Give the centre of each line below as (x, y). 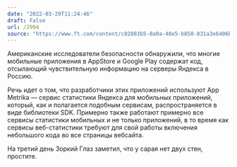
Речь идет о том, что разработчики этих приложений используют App (114, 90)
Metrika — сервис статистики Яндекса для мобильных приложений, (110, 98)
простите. (22, 156)
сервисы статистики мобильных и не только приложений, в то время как (118, 120)
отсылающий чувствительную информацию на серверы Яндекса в (108, 69)
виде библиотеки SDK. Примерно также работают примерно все (105, 113)
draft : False (26, 21)
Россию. (20, 76)
